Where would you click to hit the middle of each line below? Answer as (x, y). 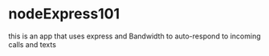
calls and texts (32, 44)
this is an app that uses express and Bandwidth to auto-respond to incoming (134, 36)
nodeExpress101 (64, 14)
